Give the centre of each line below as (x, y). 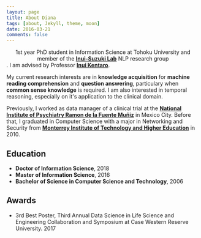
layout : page (23, 12)
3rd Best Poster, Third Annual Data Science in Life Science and (95, 215)
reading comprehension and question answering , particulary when (93, 84)
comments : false (27, 35)
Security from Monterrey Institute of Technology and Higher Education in (101, 128)
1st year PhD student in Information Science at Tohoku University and (103, 52)
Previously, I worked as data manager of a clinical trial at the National (94, 108)
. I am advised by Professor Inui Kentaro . (58, 65)
